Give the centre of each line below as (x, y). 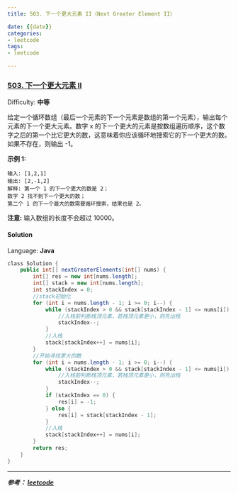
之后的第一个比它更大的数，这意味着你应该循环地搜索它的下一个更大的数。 (122, 135)
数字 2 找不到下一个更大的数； (47, 196)
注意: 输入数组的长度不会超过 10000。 (63, 218)
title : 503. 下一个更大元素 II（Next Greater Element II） (91, 14)
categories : (25, 33)
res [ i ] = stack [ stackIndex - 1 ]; (107, 415)
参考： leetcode (31, 482)
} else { (58, 409)
